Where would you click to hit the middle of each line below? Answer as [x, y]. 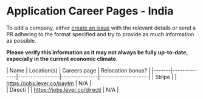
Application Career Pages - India [90, 11]
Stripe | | [166, 77]
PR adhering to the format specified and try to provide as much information [100, 34]
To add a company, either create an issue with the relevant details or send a [101, 28]
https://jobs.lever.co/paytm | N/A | [49, 83]
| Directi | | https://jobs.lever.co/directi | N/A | [63, 89]
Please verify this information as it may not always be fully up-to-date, [97, 52]
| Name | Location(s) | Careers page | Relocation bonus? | [78, 70]
